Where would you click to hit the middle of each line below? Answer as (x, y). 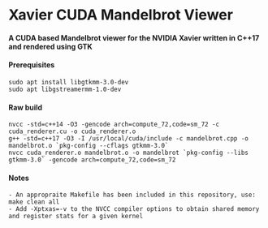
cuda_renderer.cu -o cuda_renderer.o (72, 131)
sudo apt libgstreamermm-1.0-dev (65, 89)
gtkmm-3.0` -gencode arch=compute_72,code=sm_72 (92, 160)
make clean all (34, 202)
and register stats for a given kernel (76, 217)
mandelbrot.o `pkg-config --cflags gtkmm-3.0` (89, 146)
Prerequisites (32, 65)
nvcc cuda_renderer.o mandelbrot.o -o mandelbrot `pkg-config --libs (129, 153)
